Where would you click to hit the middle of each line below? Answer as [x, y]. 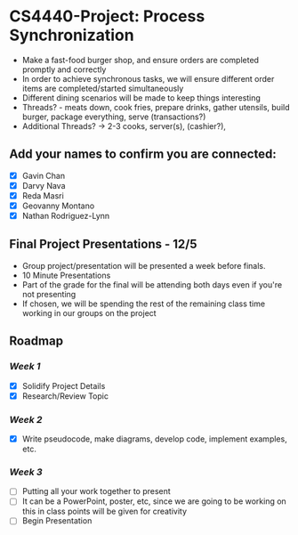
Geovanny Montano [58, 206]
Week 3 [26, 472]
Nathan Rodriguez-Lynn [66, 216]
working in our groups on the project [89, 312]
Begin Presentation [57, 521]
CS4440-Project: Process [107, 16]
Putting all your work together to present [96, 491]
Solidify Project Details [64, 385]
